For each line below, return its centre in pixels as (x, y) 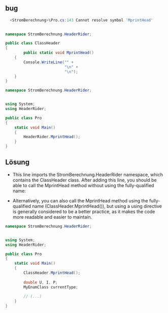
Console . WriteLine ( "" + (48, 62)
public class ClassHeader (32, 43)
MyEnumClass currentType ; (51, 287)
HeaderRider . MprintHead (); (52, 137)
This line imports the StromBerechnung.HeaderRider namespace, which (88, 174)
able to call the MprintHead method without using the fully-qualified (83, 185)
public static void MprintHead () (59, 53)
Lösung (17, 162)
